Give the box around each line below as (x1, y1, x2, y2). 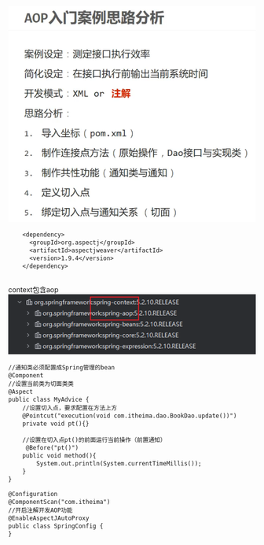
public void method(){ (22, 451, 97, 459)
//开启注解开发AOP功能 (8, 506, 73, 514)
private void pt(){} (22, 420, 90, 428)
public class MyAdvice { (8, 395, 90, 403)
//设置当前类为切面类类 (8, 380, 75, 387)
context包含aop (8, 285, 59, 295)
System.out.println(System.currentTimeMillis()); (36, 459, 202, 467)
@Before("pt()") (25, 443, 79, 451)
